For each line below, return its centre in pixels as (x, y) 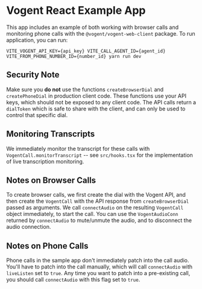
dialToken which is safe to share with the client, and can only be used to (96, 109)
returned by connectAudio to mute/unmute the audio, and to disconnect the (99, 220)
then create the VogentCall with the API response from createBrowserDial (98, 201)
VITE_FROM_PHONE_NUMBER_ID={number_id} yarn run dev (74, 56)
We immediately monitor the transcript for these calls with (78, 148)
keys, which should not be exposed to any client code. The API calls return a (101, 102)
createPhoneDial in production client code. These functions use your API (96, 96)
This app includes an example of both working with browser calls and (93, 27)
